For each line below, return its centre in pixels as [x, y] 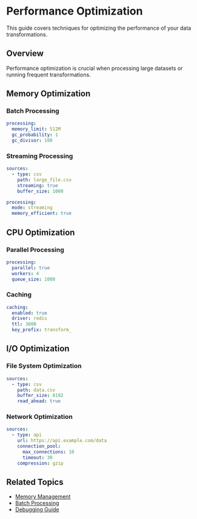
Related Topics [35, 482]
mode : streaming [32, 208]
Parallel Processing [35, 249]
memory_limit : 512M [36, 129]
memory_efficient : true [42, 214]
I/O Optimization [38, 349]
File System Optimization [44, 366]
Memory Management [43, 497]
